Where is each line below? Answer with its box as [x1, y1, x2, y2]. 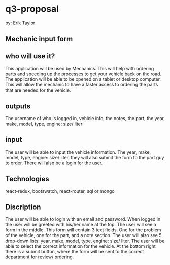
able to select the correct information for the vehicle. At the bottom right [5, 243, 156, 249]
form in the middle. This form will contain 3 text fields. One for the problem [5, 227, 161, 233]
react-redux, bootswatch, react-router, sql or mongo [5, 188, 115, 194]
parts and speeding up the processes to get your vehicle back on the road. [5, 71, 161, 77]
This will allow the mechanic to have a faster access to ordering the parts [5, 82, 158, 88]
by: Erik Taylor [5, 20, 36, 26]
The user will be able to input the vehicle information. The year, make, [5, 149, 151, 155]
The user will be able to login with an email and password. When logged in [5, 216, 161, 222]
